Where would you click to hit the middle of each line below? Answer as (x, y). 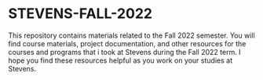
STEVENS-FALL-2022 (80, 14)
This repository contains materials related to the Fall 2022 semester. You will (131, 35)
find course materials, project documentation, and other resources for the (127, 43)
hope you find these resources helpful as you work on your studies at (121, 60)
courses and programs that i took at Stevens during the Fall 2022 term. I (124, 52)
